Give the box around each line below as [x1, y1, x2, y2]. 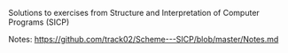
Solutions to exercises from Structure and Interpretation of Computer [8, 8, 261, 18]
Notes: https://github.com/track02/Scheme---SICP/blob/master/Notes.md [8, 34, 279, 44]
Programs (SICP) [8, 17, 70, 27]
